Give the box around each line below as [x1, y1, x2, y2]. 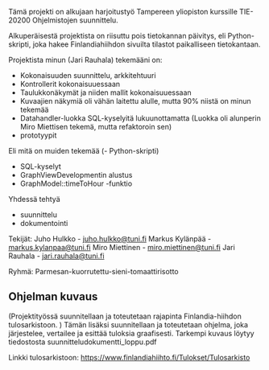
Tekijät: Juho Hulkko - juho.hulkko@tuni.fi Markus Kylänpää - [8, 234, 212, 244]
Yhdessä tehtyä [8, 195, 60, 203]
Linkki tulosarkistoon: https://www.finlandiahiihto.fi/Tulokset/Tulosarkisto [8, 352, 250, 362]
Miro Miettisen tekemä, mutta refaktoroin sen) [19, 122, 172, 131]
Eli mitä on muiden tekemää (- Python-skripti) [8, 146, 159, 155]
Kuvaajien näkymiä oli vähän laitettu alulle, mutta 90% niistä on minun [19, 97, 251, 105]
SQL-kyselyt [19, 162, 62, 171]
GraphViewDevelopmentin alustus [19, 171, 133, 179]
